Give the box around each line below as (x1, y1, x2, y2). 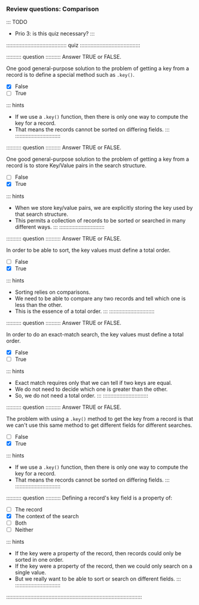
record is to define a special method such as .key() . (6, 71, 135, 79)
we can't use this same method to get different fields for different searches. (6, 422, 192, 429)
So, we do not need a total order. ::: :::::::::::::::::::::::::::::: (14, 392, 148, 399)
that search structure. (14, 210, 69, 218)
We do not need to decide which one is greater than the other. (14, 386, 168, 393)
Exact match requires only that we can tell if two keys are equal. (14, 379, 172, 386)
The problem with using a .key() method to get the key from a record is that (6, 415, 193, 422)
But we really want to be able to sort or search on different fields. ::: (14, 575, 181, 583)
